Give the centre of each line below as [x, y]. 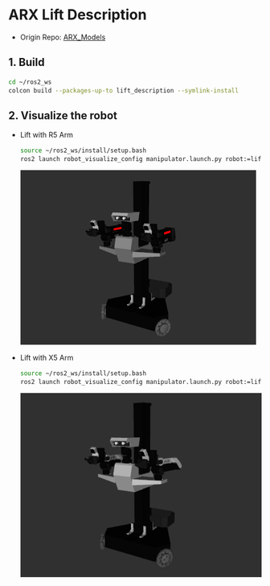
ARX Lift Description [78, 15]
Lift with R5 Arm [47, 135]
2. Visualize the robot [63, 116]
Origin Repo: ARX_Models [63, 37]
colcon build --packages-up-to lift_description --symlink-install [124, 90]
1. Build [27, 62]
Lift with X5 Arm [47, 358]
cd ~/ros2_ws [30, 82]
